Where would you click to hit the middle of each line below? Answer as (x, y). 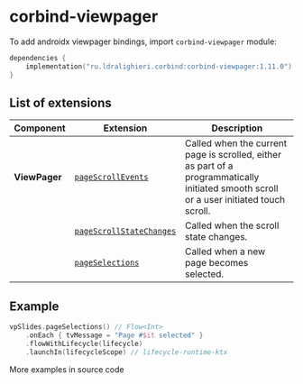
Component (40, 128)
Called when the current (235, 143)
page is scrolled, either (233, 155)
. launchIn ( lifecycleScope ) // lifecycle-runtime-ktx (127, 352)
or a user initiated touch (235, 200)
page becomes (216, 263)
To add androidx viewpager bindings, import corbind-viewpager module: (143, 41)
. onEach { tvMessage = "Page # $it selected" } (115, 335)
